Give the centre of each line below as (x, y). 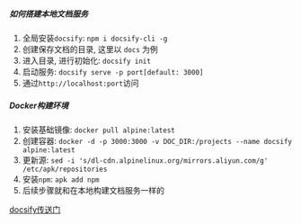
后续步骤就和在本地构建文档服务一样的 (93, 190)
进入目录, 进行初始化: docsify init (86, 60)
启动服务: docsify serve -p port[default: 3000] (113, 71)
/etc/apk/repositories (65, 169)
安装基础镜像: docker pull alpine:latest (98, 130)
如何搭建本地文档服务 (49, 13)
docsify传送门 (35, 209)
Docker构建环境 (39, 105)
